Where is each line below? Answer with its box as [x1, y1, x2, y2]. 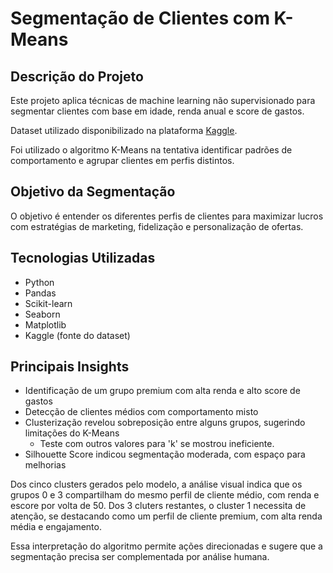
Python [24, 276, 55, 288]
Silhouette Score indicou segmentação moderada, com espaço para [24, 448, 306, 461]
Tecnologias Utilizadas [10, 250, 156, 267]
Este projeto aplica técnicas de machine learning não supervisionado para [10, 95, 316, 106]
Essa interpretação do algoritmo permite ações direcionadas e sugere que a [10, 540, 323, 552]
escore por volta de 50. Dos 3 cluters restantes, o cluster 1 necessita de [10, 500, 307, 512]
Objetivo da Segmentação [10, 183, 176, 201]
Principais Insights [10, 358, 130, 376]
